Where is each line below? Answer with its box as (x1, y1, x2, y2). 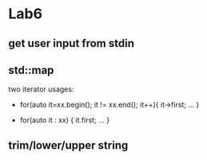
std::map (8, 63, 54, 76)
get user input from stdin (8, 37, 134, 50)
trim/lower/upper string (8, 139, 129, 152)
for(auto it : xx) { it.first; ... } (19, 115, 110, 125)
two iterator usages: (8, 84, 74, 94)
